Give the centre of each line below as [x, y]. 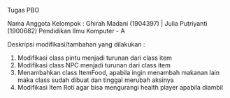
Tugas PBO [23, 10]
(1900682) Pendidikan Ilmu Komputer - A [66, 31]
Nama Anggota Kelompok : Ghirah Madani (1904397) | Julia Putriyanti [107, 23]
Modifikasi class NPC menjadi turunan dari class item [94, 65]
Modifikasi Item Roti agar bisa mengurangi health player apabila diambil [120, 87]
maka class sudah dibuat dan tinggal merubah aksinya [95, 80]
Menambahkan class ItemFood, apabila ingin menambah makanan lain [118, 73]
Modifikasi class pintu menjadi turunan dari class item [95, 58]
